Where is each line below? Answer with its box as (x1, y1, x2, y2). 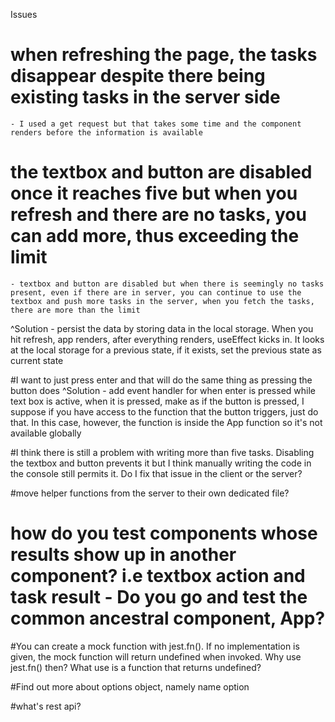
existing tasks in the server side (10, 86, 281, 109)
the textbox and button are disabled (10, 161, 313, 184)
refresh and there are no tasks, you (10, 204, 307, 226)
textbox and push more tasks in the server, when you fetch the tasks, (10, 296, 315, 306)
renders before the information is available (10, 127, 203, 138)
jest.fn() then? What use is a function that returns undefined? (10, 661, 262, 673)
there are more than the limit (10, 305, 141, 315)
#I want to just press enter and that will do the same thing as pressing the (10, 374, 313, 386)
